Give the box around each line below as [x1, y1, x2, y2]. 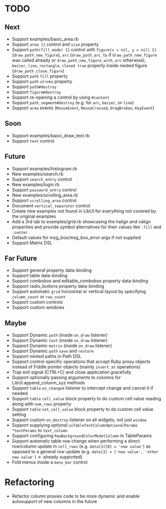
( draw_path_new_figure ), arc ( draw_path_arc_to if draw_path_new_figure [11, 52, 157, 58]
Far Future [4, 254, 37, 263]
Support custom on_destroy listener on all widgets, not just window [11, 417, 147, 423]
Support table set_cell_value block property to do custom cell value [11, 406, 154, 412]
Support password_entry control [11, 186, 77, 192]
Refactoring [4, 477, 55, 488]
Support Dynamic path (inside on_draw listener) [11, 332, 108, 338]
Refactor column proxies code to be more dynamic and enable [11, 493, 140, 499]
